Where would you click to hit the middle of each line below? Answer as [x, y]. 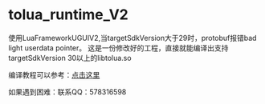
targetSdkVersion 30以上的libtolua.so [70, 58]
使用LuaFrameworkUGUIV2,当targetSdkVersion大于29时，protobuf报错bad [132, 38]
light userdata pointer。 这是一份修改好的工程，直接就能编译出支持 [118, 48]
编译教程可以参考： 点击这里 [54, 74]
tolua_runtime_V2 [68, 15]
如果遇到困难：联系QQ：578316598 [67, 92]
